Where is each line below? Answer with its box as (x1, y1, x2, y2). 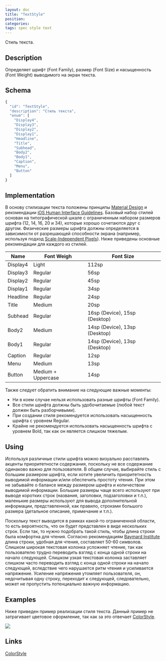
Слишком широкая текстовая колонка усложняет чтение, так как (5, 544, 143, 550)
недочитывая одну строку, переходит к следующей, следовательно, (5, 576, 150, 582)
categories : (5, 21, 30, 26)
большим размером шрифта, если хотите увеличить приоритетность (5, 472, 152, 477)
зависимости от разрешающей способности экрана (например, (5, 231, 141, 236)
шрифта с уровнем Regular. (12, 418, 70, 424)
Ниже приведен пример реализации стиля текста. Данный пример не (5, 608, 154, 614)
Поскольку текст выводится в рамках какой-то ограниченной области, (5, 518, 156, 524)
